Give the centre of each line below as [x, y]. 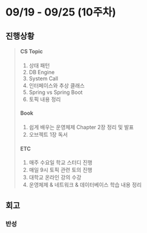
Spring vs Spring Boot [56, 92]
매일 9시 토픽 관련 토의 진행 [60, 170]
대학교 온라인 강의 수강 [55, 177]
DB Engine [41, 72]
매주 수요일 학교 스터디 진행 [60, 163]
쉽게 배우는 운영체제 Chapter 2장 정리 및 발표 [81, 127]
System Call [44, 78]
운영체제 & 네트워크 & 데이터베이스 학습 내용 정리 [85, 185]
